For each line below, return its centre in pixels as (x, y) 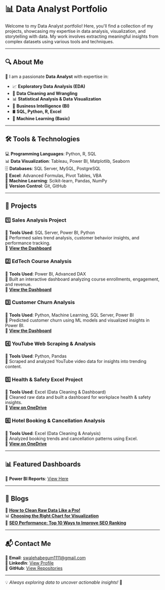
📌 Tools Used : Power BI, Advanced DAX (45, 274)
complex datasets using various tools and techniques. (60, 41)
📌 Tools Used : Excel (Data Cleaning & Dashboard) (55, 392)
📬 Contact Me (28, 544)
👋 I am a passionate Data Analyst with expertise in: (57, 77)
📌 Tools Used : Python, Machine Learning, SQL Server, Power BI (69, 315)
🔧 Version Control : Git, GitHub (36, 186)
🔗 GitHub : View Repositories (34, 568)
